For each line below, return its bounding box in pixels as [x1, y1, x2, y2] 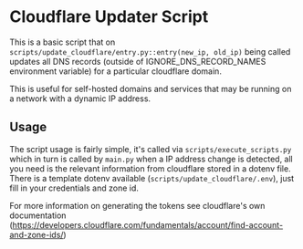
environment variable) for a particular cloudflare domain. [9, 66, 222, 77]
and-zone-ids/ [9, 229, 64, 240]
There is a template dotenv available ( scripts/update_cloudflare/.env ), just [9, 172, 295, 183]
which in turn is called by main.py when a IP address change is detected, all [9, 153, 294, 164]
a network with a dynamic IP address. [9, 93, 151, 104]
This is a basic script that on [9, 36, 116, 47]
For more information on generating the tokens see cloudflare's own [9, 200, 266, 211]
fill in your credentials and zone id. [9, 182, 140, 193]
